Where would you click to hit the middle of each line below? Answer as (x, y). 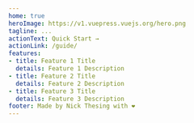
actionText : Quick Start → (54, 38)
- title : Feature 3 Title (52, 91)
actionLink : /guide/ (43, 46)
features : (25, 53)
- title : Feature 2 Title (52, 76)
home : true (27, 16)
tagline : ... (30, 31)
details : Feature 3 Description (70, 99)
